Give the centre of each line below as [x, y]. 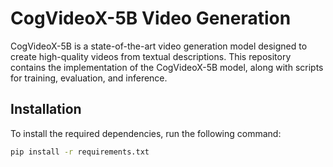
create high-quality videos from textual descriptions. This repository [151, 56]
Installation [46, 109]
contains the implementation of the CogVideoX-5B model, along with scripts [167, 67]
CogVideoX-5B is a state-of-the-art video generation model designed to [159, 46]
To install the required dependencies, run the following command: [146, 133]
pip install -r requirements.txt [80, 152]
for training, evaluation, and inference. [89, 78]
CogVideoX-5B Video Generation [151, 18]
